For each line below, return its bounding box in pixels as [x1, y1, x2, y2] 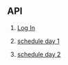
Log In [16, 23, 36, 31]
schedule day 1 [16, 37, 60, 45]
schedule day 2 [16, 50, 61, 58]
